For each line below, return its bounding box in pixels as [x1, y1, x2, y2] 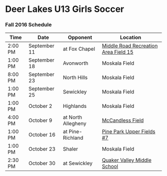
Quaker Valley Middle [101, 157, 152, 164]
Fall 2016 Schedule [5, 21, 52, 28]
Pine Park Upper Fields [101, 128, 156, 135]
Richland [63, 134, 83, 141]
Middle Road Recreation [101, 42, 158, 49]
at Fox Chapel [63, 46, 95, 53]
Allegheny [63, 120, 87, 127]
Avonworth [63, 60, 88, 67]
